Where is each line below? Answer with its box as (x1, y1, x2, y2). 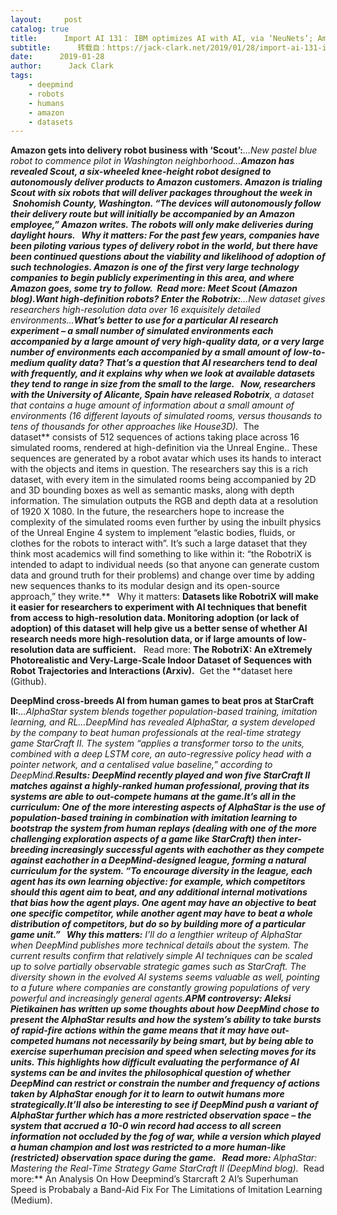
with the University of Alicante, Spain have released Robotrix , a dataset (10, 389, 315, 401)
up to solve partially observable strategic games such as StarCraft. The (10, 961, 307, 973)
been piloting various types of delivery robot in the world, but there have (10, 240, 319, 252)
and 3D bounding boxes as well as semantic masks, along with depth (10, 484, 295, 496)
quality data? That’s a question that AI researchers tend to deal (46, 357, 318, 369)
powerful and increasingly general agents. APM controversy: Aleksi (10, 992, 292, 1005)
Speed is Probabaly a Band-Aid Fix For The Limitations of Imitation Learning (10, 1184, 323, 1196)
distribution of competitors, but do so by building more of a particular (10, 918, 306, 930)
